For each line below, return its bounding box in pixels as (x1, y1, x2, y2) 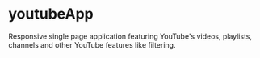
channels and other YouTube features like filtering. (8, 39, 176, 49)
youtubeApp (8, 5, 94, 23)
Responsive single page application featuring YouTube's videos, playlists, (8, 31, 253, 41)
